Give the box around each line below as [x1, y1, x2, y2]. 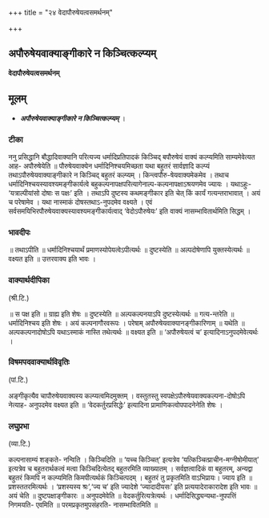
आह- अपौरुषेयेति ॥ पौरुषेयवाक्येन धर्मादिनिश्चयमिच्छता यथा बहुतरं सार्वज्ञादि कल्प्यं [8, 161, 210, 170]
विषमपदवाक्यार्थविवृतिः [8, 357, 70, 368]
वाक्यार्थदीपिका [8, 275, 50, 286]
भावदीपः [8, 226, 30, 238]
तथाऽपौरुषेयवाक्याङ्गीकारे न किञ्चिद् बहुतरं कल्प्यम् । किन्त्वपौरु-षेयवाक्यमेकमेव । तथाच [8, 169, 230, 180]
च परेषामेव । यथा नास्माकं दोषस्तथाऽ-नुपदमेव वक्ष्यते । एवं [8, 197, 153, 206]
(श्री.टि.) [8, 293, 30, 303]
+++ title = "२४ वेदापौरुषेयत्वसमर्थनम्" [8, 8, 114, 17]
